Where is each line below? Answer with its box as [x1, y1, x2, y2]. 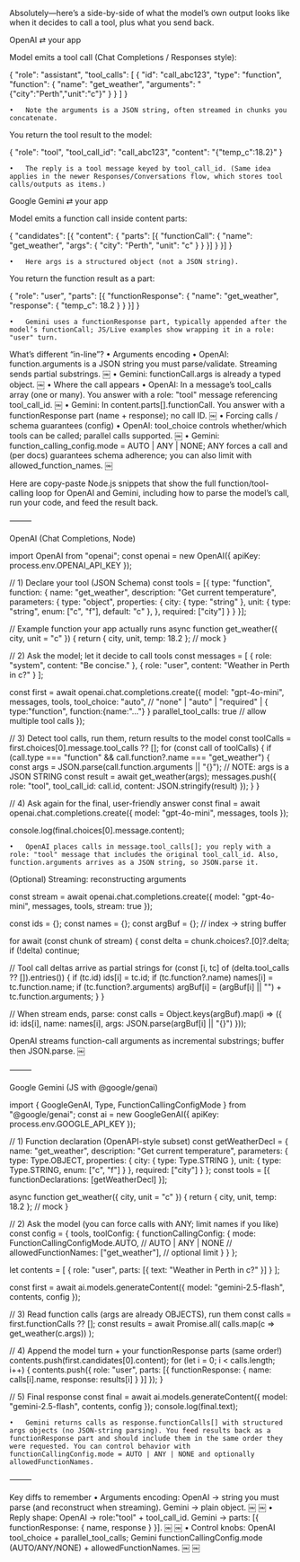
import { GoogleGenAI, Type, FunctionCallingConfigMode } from [9, 1099, 247, 1110]
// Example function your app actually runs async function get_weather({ [9, 623, 278, 634]
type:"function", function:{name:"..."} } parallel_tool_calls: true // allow [9, 706, 267, 717]
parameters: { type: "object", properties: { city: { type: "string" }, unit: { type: [9, 596, 291, 607]
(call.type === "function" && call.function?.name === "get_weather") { [9, 752, 271, 763]
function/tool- [217, 478, 269, 489]
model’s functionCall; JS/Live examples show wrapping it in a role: [9, 325, 276, 334]
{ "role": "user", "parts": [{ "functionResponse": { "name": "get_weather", [9, 291, 279, 301]
